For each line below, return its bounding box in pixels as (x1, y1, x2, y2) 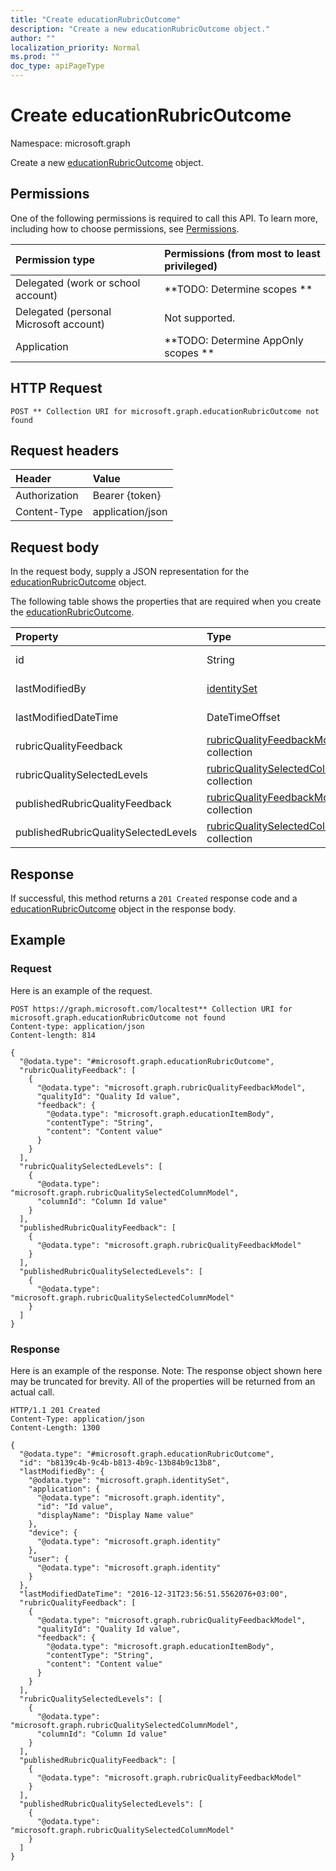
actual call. (10, 1386, 55, 1398)
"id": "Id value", (36, 1501, 114, 1511)
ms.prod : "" (10, 52, 60, 62)
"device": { (28, 1527, 78, 1538)
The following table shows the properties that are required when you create (10, 596, 322, 608)
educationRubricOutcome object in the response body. (10, 903, 237, 915)
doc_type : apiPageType (10, 61, 105, 71)
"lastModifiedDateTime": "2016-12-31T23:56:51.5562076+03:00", (19, 1589, 288, 1599)
